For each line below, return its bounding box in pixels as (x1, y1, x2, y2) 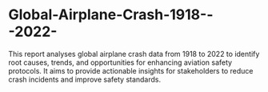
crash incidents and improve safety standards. (8, 74, 162, 84)
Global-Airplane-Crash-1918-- (8, 6, 214, 24)
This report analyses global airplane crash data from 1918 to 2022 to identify (8, 49, 260, 58)
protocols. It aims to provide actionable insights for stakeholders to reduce (8, 66, 254, 75)
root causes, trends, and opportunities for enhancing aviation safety (8, 58, 233, 67)
